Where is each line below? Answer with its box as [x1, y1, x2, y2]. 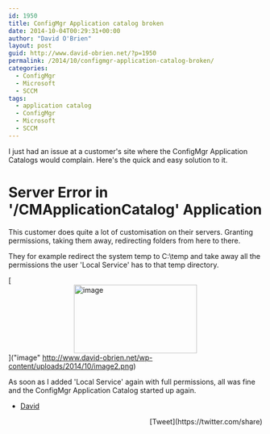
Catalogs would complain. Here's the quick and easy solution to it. [8, 155, 228, 165]
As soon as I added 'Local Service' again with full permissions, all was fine [8, 377, 255, 386]
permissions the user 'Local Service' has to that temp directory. [8, 260, 219, 269]
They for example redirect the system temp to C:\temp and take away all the [8, 251, 260, 261]
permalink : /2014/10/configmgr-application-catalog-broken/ [8, 57, 215, 65]
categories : [8, 65, 48, 73]
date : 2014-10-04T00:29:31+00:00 [8, 27, 121, 35]
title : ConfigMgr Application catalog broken [8, 19, 164, 27]
